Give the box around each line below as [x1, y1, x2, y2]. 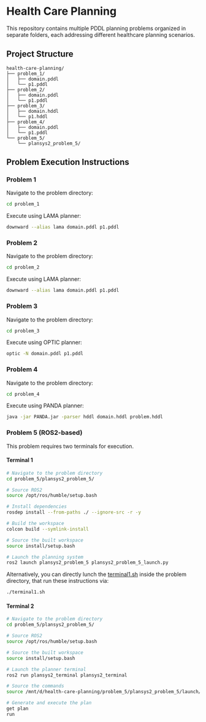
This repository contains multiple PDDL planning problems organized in [6, 25, 186, 32]
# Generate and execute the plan [6, 700, 92, 706]
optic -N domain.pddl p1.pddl [6, 351, 84, 357]
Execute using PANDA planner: [6, 402, 84, 409]
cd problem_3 [6, 328, 40, 334]
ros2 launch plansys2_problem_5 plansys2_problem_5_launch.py [6, 559, 169, 566]
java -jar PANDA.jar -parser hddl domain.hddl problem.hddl [6, 414, 164, 420]
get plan [6, 705, 29, 712]
